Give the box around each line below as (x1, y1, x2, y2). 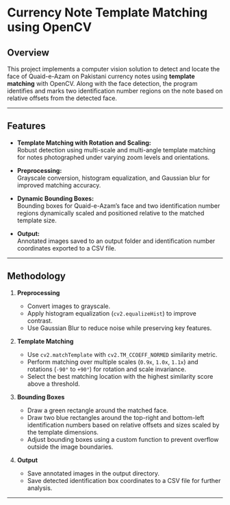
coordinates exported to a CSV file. (16, 244, 116, 252)
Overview (7, 47, 50, 58)
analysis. (27, 484, 53, 492)
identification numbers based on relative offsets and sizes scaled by (27, 421, 220, 429)
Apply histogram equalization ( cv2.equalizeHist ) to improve (27, 309, 196, 317)
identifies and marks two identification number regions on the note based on (7, 87, 223, 95)
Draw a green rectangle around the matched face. (27, 406, 169, 414)
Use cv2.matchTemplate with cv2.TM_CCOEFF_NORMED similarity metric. (27, 350, 218, 358)
